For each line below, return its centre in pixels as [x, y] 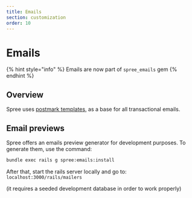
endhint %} [20, 76]
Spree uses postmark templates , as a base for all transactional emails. [93, 110]
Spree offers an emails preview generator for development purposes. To [96, 143]
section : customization [36, 17]
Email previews [35, 128]
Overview [25, 95]
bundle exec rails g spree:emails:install [60, 160]
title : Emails [24, 12]
